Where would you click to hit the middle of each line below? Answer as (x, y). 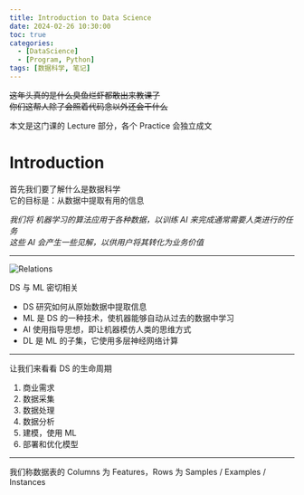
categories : (32, 43)
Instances (28, 481)
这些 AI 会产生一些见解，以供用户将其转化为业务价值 (107, 242)
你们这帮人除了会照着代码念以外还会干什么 (89, 106)
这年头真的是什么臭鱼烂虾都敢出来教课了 (85, 95)
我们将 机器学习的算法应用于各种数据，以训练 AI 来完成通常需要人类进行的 (147, 219)
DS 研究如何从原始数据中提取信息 (85, 306)
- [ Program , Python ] (56, 60)
